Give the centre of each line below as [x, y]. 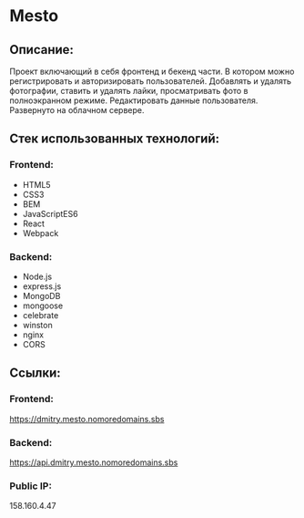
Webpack [41, 233]
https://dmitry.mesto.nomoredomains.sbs [87, 419]
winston [37, 325]
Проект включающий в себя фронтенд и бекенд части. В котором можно [152, 71]
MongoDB [41, 295]
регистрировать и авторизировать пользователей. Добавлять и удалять [151, 81]
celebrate [41, 315]
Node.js [37, 276]
